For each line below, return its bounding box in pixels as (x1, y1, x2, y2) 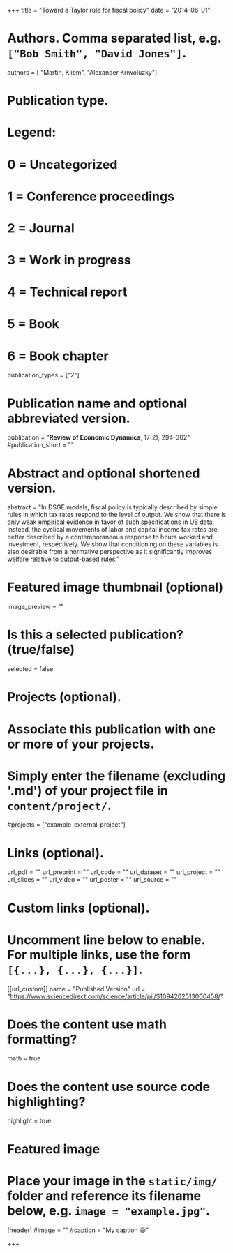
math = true (7, 1054, 41, 1063)
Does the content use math (7, 1016, 167, 1032)
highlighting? (7, 1093, 86, 1109)
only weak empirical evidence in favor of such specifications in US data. (7, 518, 215, 526)
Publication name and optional (7, 396, 188, 411)
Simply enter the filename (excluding (7, 767, 226, 783)
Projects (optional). (7, 689, 122, 705)
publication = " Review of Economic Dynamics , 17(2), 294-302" (7, 433, 190, 442)
